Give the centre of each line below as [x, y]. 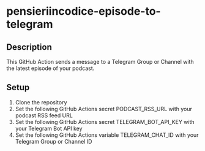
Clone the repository [41, 102]
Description [29, 47]
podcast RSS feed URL [44, 115]
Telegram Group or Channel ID [54, 141]
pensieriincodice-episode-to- [84, 11]
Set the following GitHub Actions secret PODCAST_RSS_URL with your [104, 109]
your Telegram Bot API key [49, 128]
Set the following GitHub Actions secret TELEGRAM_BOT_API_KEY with [105, 122]
